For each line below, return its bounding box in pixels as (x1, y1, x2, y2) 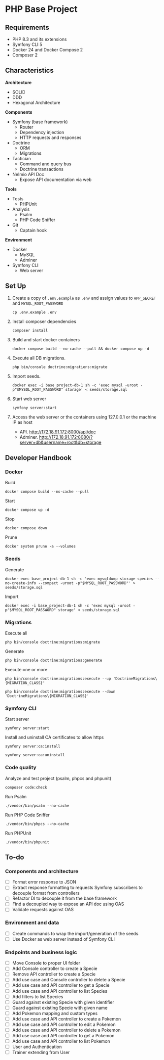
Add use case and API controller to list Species (12, 988, 107, 994)
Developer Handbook (5, 454, 72, 462)
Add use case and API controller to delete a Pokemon (12, 1027, 121, 1033)
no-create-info (5, 580, 36, 586)
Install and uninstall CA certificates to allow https (5, 735, 104, 740)
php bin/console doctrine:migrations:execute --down (5, 689, 116, 694)
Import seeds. (12, 373, 41, 379)
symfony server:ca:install (5, 744, 61, 749)
